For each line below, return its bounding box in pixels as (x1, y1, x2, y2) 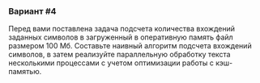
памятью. (8, 67, 42, 77)
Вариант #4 (8, 6, 57, 17)
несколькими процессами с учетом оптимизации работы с (8, 58, 215, 68)
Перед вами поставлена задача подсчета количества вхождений (8, 24, 235, 34)
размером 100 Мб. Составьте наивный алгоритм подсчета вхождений (8, 41, 253, 51)
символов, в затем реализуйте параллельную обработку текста (8, 50, 231, 60)
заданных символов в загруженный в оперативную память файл (8, 32, 233, 42)
